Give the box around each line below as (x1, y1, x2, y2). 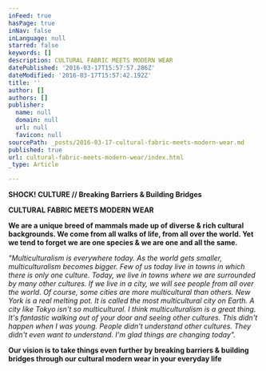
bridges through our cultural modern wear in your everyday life (8, 354, 222, 364)
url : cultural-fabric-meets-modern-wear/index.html (8, 153, 184, 161)
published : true (8, 146, 62, 154)
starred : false (8, 42, 59, 50)
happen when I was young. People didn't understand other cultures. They (8, 321, 252, 331)
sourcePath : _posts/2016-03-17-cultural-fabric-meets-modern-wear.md (8, 138, 245, 147)
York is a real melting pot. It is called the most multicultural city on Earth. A (8, 296, 255, 305)
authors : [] (8, 94, 48, 102)
